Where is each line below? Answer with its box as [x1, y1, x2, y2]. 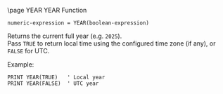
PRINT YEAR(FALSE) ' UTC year [7, 80, 99, 87]
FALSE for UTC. [7, 47, 50, 55]
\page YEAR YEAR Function [7, 6, 87, 14]
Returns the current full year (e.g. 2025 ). [7, 32, 122, 40]
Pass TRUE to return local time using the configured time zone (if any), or [7, 39, 216, 48]
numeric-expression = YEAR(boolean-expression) [7, 20, 150, 27]
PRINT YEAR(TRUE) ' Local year [7, 74, 106, 81]
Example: [7, 60, 34, 69]
